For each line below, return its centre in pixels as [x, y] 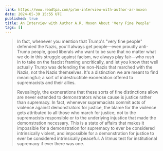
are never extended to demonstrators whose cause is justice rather [84, 97]
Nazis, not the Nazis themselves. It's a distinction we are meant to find [87, 72]
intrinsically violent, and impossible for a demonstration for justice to [85, 134]
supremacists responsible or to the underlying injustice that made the [87, 118]
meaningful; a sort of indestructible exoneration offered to [75, 78]
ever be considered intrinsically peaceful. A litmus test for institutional [87, 138]
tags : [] [14, 28]
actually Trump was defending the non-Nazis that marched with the [85, 67]
